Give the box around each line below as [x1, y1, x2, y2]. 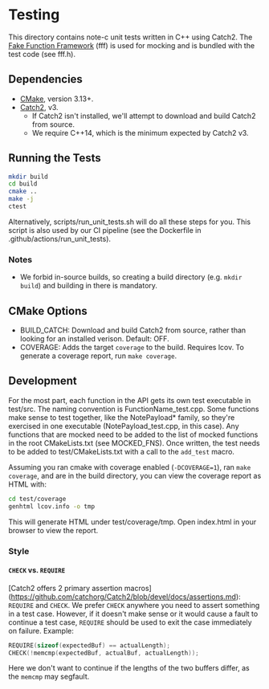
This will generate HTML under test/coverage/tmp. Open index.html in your [8, 516, 257, 527]
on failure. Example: [8, 626, 74, 635]
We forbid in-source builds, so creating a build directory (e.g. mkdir [19, 272, 243, 282]
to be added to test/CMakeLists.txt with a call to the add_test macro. [8, 446, 235, 456]
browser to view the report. [8, 525, 99, 535]
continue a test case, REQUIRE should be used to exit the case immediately [8, 617, 252, 627]
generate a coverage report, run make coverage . [19, 351, 177, 361]
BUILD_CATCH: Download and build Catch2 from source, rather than [19, 325, 247, 335]
